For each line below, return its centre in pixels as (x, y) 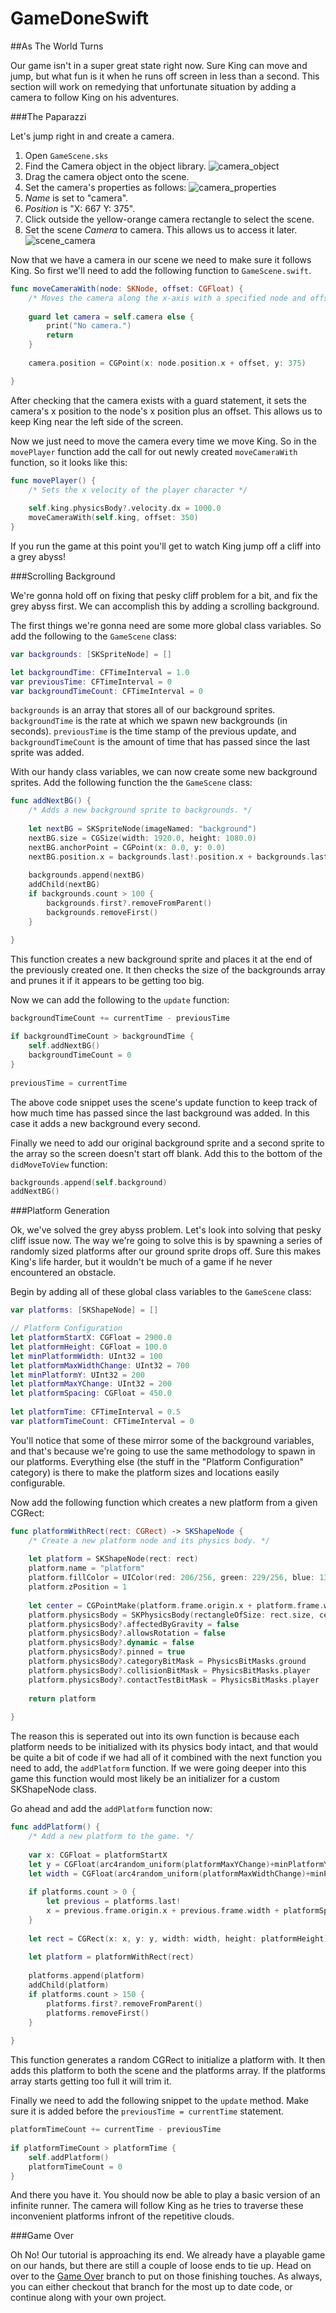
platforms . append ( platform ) (86, 1976)
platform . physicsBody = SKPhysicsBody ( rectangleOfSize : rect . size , (171, 1615)
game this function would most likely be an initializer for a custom (145, 1779)
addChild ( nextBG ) (64, 885)
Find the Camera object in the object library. (115, 166)
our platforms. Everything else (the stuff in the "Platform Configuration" (157, 1461)
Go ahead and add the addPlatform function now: (111, 1809)
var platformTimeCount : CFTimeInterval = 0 (102, 1421)
